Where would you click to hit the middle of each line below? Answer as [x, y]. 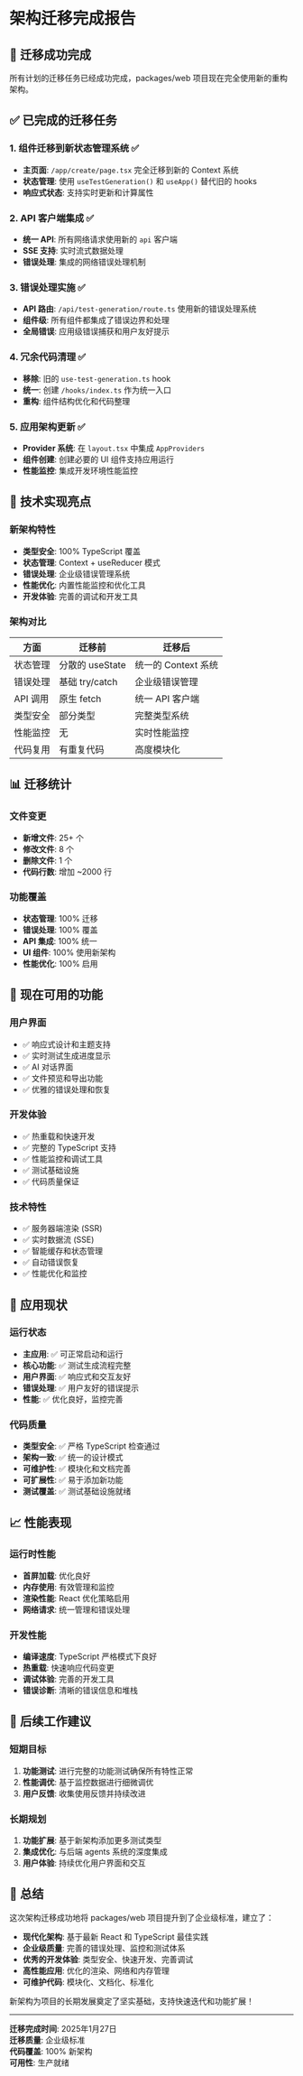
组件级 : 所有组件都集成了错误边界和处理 [96, 320]
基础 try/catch [88, 681]
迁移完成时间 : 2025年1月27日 [63, 2028]
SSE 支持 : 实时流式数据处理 [73, 250]
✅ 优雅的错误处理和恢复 [66, 1089]
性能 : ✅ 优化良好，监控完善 [73, 1399]
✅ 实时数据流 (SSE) [58, 1240]
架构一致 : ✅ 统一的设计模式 [73, 1458]
